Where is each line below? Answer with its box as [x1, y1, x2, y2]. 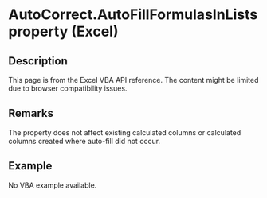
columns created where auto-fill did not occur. [8, 136, 161, 146]
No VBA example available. [8, 181, 97, 190]
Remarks [8, 107, 54, 120]
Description [8, 54, 68, 68]
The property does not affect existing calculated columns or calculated [8, 127, 241, 137]
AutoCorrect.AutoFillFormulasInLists [8, 6, 258, 24]
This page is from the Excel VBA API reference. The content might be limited [8, 76, 259, 84]
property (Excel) [8, 22, 119, 41]
